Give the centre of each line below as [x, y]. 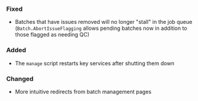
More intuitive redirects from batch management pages [83, 91]
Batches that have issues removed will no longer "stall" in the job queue [103, 22]
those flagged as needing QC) [52, 35]
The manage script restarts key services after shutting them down [94, 63]
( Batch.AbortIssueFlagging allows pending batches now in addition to [101, 28]
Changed [20, 78]
